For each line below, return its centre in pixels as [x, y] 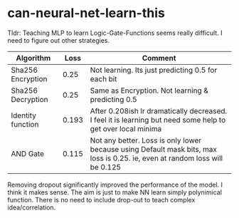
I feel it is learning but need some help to [158, 120]
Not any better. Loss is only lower [146, 140]
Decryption [30, 99]
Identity [24, 115]
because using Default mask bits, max [153, 149]
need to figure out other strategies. [59, 40]
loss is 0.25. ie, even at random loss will [156, 158]
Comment [159, 58]
